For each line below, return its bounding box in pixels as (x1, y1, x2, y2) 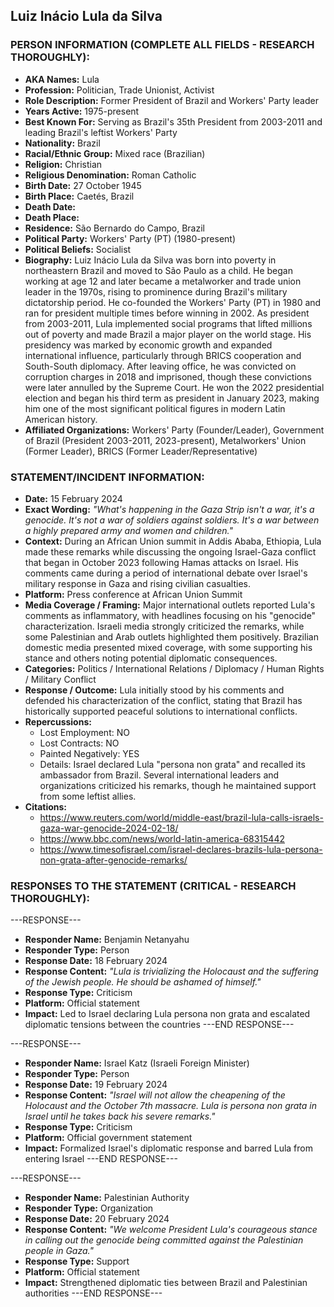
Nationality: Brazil (24, 137, 101, 149)
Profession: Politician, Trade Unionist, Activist (24, 84, 215, 96)
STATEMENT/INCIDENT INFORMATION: (10, 470, 205, 484)
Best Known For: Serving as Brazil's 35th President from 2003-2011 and (24, 115, 323, 128)
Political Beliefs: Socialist (24, 243, 132, 255)
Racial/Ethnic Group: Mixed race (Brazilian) (24, 147, 206, 159)
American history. (24, 413, 98, 425)
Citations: (24, 800, 68, 813)
